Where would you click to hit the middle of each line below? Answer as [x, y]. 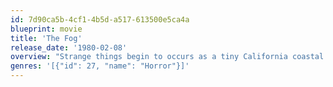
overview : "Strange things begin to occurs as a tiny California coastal [167, 57]
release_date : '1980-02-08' [69, 47]
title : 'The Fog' [46, 38]
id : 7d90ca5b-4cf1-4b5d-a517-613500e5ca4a [100, 19]
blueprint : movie [46, 29]
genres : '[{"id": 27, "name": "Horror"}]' [100, 66]
